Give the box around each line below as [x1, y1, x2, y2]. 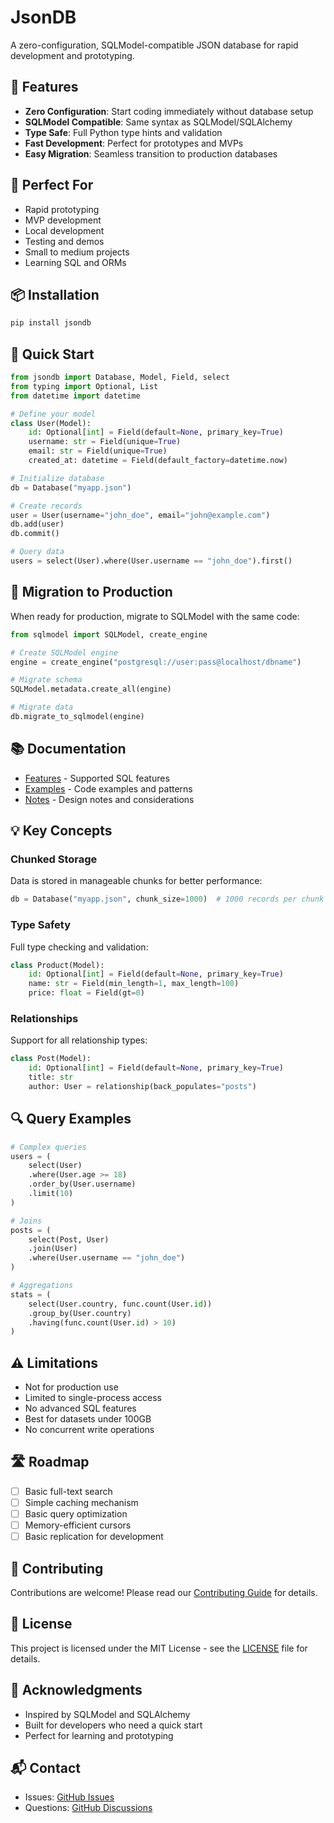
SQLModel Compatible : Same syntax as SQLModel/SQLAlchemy [24, 116, 293, 128]
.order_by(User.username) [28, 1179, 137, 1190]
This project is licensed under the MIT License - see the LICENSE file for [10, 1642, 308, 1654]
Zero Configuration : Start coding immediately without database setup [24, 105, 314, 117]
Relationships [10, 1011, 79, 1025]
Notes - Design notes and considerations [24, 793, 195, 805]
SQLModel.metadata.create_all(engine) [10, 684, 172, 695]
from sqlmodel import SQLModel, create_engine [10, 629, 208, 640]
